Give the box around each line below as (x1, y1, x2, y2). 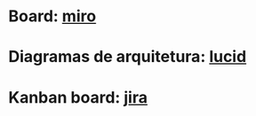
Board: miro (8, 6, 97, 27)
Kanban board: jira (8, 87, 148, 107)
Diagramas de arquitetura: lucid (8, 47, 247, 67)
